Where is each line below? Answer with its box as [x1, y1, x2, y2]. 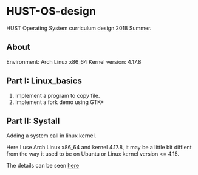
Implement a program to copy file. [15, 92, 100, 99]
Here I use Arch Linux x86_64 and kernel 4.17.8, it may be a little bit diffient [6, 144, 193, 151]
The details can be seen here [6, 162, 80, 170]
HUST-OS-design [6, 4, 96, 18]
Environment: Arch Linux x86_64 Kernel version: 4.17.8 [6, 58, 142, 65]
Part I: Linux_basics [6, 76, 82, 86]
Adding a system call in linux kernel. [6, 132, 97, 139]
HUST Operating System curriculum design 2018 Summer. [6, 24, 152, 32]
